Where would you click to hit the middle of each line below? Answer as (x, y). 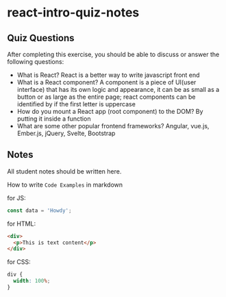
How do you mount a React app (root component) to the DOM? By (110, 111)
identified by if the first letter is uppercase (76, 104)
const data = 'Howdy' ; (39, 211)
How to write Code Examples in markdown (65, 185)
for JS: (16, 198)
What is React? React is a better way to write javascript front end (108, 75)
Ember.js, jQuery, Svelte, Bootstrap (66, 133)
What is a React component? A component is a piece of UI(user (106, 82)
